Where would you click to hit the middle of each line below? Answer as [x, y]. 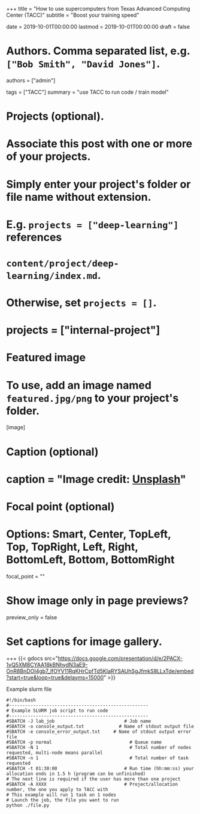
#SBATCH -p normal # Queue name [84, 742]
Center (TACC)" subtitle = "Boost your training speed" [73, 15]
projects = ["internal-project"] [83, 330]
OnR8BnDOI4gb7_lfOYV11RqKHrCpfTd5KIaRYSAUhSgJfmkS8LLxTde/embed [100, 671]
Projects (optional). [55, 116]
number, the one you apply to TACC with [57, 789]
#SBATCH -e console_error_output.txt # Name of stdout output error [99, 732]
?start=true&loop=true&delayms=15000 [55, 677]
